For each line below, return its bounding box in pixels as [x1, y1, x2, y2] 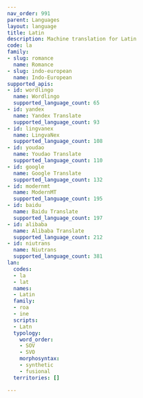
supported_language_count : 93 [13, 118, 100, 126]
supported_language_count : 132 [13, 176, 103, 183]
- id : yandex [7, 106, 45, 113]
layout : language [7, 23, 57, 30]
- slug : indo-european [7, 67, 72, 74]
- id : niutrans [7, 240, 51, 247]
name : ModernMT [13, 189, 57, 196]
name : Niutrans [13, 247, 57, 254]
